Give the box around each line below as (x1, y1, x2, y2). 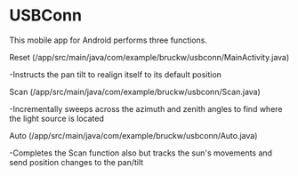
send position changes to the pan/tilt (9, 156, 144, 167)
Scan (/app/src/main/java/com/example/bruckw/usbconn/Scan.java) (9, 86, 261, 97)
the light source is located (9, 113, 104, 124)
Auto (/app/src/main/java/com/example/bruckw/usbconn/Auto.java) (9, 130, 258, 140)
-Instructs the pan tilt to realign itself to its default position (9, 68, 222, 80)
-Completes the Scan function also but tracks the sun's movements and (9, 148, 273, 158)
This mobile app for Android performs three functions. (9, 35, 207, 45)
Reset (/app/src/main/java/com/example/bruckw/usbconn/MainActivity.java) (9, 52, 290, 62)
